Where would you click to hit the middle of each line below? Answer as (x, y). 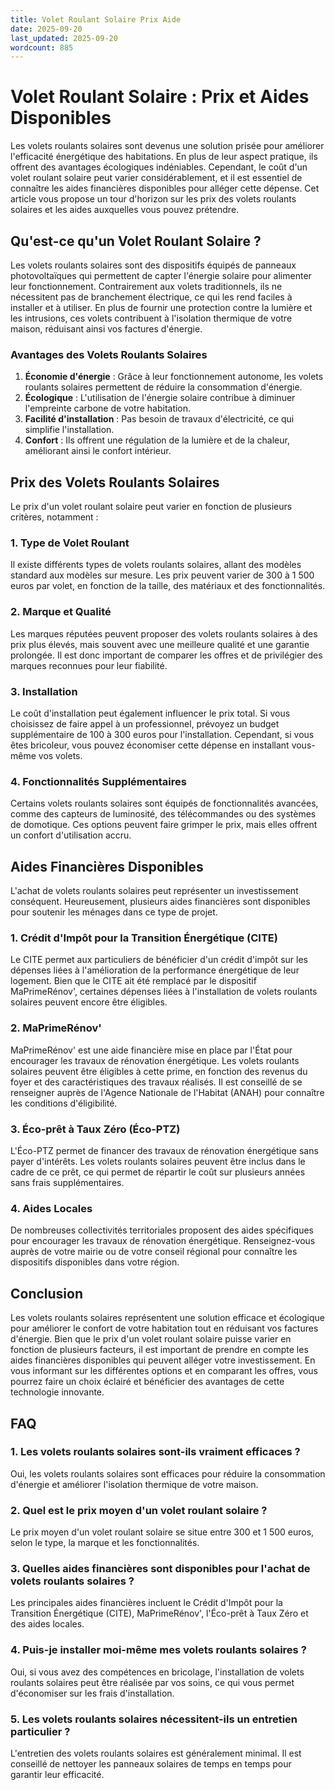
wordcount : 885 (42, 47)
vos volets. (60, 755)
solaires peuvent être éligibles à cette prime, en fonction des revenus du (159, 1071)
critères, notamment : (54, 517)
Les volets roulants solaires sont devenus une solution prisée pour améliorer (167, 146)
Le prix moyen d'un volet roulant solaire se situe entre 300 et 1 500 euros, (162, 1532)
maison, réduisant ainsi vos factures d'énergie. (106, 329)
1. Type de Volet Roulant (70, 543)
